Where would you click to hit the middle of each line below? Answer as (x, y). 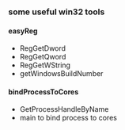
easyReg (23, 31)
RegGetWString (45, 65)
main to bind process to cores (68, 118)
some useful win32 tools (57, 12)
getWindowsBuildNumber (61, 74)
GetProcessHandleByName (64, 109)
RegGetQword (43, 57)
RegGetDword (42, 48)
